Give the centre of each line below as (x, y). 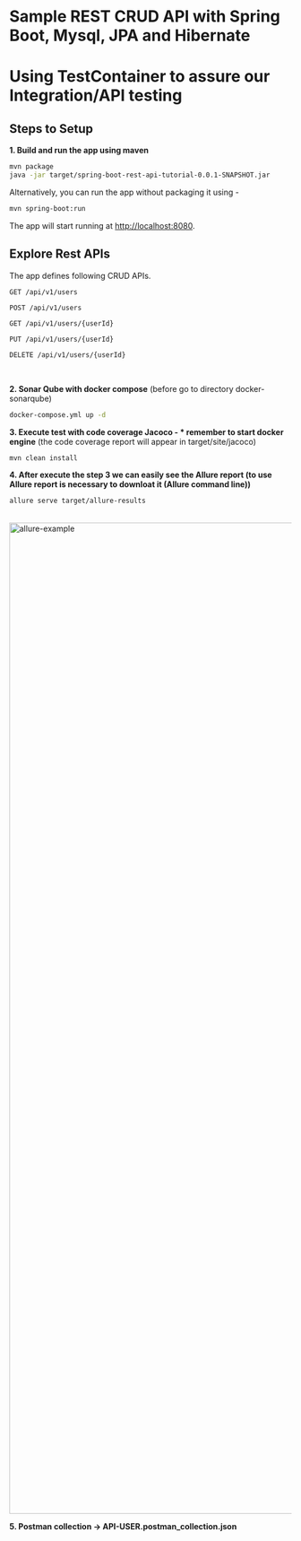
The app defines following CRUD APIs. (80, 275)
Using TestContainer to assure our (140, 77)
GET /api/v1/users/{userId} (62, 323)
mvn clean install (43, 458)
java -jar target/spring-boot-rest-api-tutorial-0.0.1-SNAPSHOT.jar (140, 175)
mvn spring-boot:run (48, 208)
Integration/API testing (96, 96)
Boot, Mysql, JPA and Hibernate (130, 35)
